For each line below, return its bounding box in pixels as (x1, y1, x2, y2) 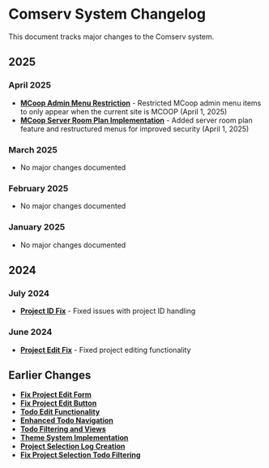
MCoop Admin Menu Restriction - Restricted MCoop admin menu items (19, 98, 262, 108)
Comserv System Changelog (8, 5, 207, 24)
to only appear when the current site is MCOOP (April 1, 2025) (19, 106, 228, 116)
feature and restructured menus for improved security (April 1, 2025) (19, 123, 250, 134)
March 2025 (8, 144, 58, 155)
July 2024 (8, 287, 50, 298)
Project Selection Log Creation (19, 441, 126, 451)
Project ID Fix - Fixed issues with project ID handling (19, 306, 196, 316)
